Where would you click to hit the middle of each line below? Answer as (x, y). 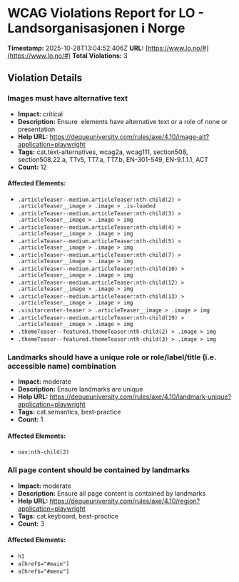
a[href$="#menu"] (44, 571)
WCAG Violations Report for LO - (106, 13)
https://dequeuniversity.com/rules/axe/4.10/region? (125, 501)
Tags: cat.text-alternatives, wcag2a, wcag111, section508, (103, 152)
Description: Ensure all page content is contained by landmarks (112, 493)
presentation (36, 129)
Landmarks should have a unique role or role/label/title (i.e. (112, 357)
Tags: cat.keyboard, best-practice (68, 516)
